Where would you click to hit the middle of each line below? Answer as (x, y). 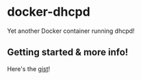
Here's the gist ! (29, 68)
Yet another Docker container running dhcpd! (71, 31)
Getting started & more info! (68, 52)
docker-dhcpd (49, 12)
